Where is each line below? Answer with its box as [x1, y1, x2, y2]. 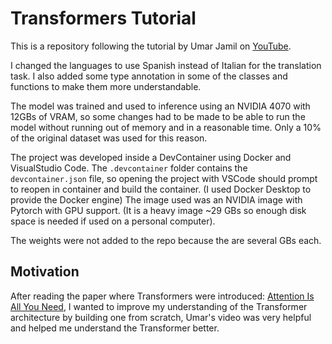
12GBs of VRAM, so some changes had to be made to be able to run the [10, 110, 306, 122]
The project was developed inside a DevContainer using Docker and [10, 151, 292, 163]
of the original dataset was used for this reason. [10, 132, 208, 144]
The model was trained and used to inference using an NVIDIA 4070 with [10, 100, 311, 112]
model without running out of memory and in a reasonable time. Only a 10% [10, 121, 322, 133]
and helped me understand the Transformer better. [10, 322, 220, 334]
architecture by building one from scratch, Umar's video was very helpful [10, 311, 312, 323]
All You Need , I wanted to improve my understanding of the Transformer [10, 300, 308, 312]
